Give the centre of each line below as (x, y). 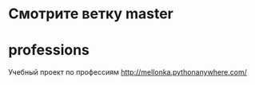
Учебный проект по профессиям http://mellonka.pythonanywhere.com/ (128, 72)
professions (49, 50)
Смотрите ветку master (91, 14)
